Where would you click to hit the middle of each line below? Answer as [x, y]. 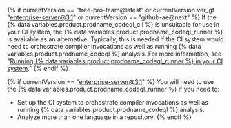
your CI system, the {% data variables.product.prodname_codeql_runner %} [115, 32]
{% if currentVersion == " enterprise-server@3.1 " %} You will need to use [111, 82]
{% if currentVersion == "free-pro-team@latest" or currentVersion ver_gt [111, 10]
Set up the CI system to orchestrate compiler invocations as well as [113, 102]
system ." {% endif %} [38, 68]
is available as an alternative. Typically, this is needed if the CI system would [115, 39]
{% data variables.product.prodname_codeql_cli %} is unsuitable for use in [113, 24]
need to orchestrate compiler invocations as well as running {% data [104, 46]
